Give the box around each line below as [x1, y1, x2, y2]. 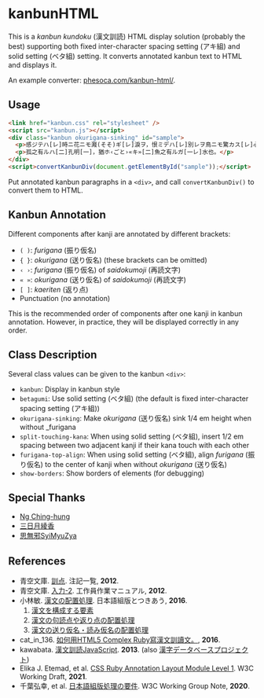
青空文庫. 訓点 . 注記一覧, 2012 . [19, 576, 119, 586]
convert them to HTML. [8, 186, 84, 195]
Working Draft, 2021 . [19, 672, 88, 681]
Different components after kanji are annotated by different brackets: [8, 229, 231, 238]
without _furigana [19, 422, 76, 432]
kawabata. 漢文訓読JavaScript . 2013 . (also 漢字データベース [19, 645, 214, 655]
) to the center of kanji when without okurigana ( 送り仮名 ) [40, 459, 228, 468]
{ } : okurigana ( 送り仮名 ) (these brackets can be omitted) [19, 255, 208, 264]
